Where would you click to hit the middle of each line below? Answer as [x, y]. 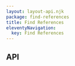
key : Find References [38, 33]
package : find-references [37, 17]
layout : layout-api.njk [35, 11]
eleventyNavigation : [31, 28]
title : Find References [35, 22]
